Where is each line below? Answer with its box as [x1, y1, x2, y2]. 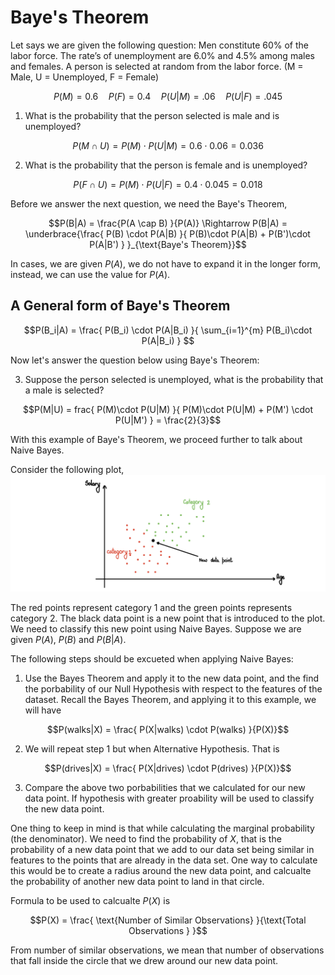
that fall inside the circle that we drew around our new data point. [10, 954, 279, 966]
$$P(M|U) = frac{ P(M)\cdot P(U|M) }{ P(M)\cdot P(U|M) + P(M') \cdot [22, 403, 314, 415]
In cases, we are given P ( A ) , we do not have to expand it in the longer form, [10, 257, 322, 270]
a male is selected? [24, 384, 105, 396]
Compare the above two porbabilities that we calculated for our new [24, 781, 306, 793]
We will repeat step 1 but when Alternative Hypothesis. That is [24, 742, 280, 755]
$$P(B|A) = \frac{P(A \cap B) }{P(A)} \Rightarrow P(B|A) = [48, 217, 288, 229]
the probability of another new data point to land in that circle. [10, 875, 265, 887]
